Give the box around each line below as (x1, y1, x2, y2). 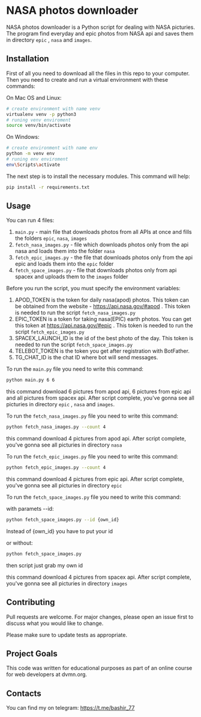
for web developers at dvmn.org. (6, 671, 88, 678)
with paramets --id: (6, 505, 54, 513)
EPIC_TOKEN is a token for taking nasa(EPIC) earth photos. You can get (14, 316, 191, 323)
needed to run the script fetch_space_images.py (14, 341, 133, 349)
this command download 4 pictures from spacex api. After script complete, (6, 573, 192, 581)
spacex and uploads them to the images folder (14, 273, 128, 280)
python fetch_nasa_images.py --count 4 (6, 424, 106, 430)
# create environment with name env (6, 145, 98, 151)
